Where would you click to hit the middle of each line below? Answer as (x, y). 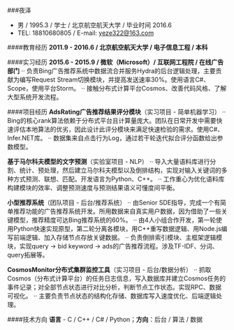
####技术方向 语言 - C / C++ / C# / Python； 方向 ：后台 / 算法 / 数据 (105, 319)
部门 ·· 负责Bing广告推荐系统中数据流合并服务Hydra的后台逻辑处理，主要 (112, 71)
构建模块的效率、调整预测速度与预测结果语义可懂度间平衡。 (93, 188)
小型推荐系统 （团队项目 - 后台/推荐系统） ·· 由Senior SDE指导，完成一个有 (114, 202)
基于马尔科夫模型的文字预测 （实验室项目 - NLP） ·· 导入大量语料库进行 (109, 162)
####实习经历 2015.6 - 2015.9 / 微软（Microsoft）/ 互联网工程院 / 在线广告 (116, 62)
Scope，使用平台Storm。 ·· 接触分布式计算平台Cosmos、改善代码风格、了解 (117, 88)
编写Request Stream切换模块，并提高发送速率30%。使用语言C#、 (115, 80)
